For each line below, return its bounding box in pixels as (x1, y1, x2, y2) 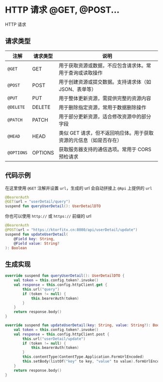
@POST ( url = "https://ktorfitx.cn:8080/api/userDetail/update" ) (5, 227, 138, 232)
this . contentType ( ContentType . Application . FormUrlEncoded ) (22, 354, 145, 360)
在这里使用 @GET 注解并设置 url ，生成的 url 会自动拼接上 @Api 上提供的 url (5, 185, 152, 191)
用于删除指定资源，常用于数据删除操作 (59, 104, 147, 111)
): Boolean (5, 245, 27, 250)
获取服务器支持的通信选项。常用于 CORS (59, 146, 151, 153)
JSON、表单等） (59, 86, 97, 92)
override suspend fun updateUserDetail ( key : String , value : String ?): (5, 323, 151, 328)
